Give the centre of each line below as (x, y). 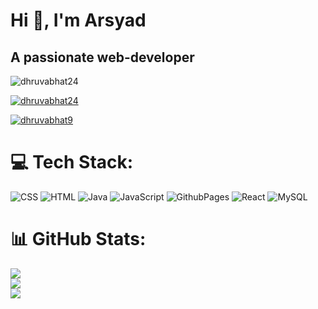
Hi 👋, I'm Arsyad (78, 20)
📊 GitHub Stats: (78, 239)
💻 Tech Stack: (72, 162)
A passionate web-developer (102, 57)
